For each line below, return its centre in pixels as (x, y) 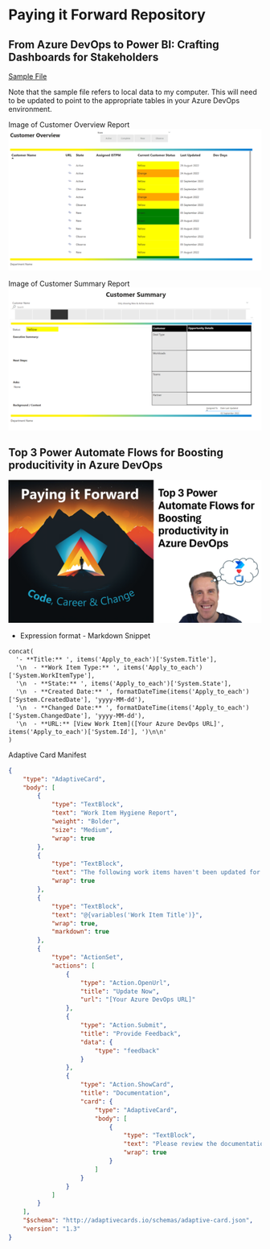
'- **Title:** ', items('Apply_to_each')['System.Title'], (117, 659)
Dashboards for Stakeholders (84, 57)
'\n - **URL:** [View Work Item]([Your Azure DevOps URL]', (120, 723)
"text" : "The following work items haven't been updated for (156, 872)
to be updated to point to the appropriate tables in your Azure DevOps (124, 101)
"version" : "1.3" (52, 1229)
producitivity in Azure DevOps (86, 465)
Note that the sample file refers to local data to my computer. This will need (133, 92)
